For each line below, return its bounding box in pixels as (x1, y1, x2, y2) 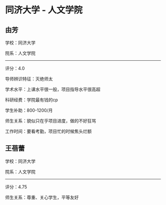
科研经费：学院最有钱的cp (5, 97, 58, 103)
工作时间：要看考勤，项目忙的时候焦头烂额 (5, 128, 92, 134)
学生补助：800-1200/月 (5, 107, 53, 113)
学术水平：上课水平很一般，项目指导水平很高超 (5, 86, 100, 92)
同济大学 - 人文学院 (5, 4, 83, 16)
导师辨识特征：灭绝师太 (5, 76, 53, 82)
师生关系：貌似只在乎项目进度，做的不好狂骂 (5, 118, 96, 123)
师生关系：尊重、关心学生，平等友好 (5, 194, 79, 200)
